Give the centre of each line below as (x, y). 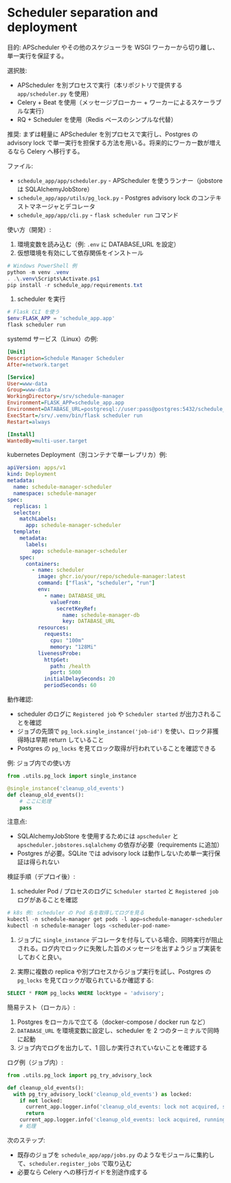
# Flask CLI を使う (33, 312)
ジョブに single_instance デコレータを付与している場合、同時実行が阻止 (120, 940)
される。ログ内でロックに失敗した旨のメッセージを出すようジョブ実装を (119, 948)
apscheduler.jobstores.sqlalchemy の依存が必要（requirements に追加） (120, 845)
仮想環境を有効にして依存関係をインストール (80, 253)
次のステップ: (26, 1140)
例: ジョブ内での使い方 (39, 763)
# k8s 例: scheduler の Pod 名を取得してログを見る (76, 913)
